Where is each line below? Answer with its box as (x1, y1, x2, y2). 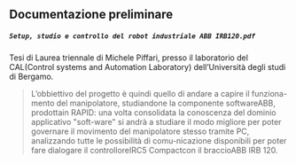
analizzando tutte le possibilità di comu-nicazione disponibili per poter (30, 136, 287, 146)
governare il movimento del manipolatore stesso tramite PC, (30, 126, 250, 137)
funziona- (251, 89, 288, 99)
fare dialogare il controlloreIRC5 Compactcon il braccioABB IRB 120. (30, 145, 278, 156)
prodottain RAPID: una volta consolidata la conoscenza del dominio (30, 107, 277, 118)
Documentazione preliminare (9, 7, 174, 22)
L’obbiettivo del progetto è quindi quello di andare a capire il (30, 89, 250, 99)
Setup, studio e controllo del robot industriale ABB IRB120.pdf (9, 31, 255, 41)
